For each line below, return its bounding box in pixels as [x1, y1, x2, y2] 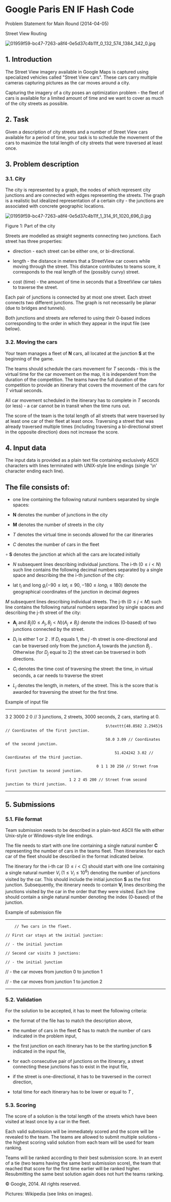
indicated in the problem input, [12, 1033, 77, 1039]
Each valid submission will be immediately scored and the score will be [5, 1128, 154, 1135]
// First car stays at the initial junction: [5, 933, 103, 938]
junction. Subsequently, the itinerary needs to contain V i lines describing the [5, 881, 165, 889]
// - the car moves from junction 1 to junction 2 [5, 978, 103, 985]
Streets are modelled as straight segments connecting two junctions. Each [5, 233, 161, 239]
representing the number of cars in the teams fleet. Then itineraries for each [5, 848, 165, 854]
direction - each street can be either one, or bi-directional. [12, 248, 135, 254]
